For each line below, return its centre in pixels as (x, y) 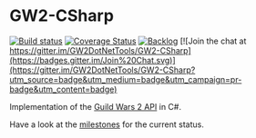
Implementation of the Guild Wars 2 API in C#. (96, 106)
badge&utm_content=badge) (63, 89)
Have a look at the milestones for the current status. (107, 124)
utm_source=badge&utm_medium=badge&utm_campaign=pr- (126, 79)
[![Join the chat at (213, 41)
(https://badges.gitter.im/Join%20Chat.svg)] (92, 60)
